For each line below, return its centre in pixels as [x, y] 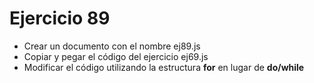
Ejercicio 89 [60, 18]
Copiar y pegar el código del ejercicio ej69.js [116, 56]
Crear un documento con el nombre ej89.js [112, 46]
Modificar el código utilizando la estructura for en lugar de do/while [164, 67]
